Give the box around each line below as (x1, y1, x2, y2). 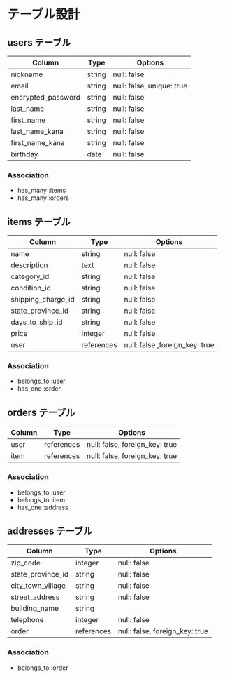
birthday (10, 149, 38, 159)
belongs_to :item (17, 495, 66, 504)
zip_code (10, 558, 41, 568)
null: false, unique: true (112, 81, 187, 90)
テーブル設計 (7, 6, 80, 22)
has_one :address (17, 503, 68, 511)
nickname (10, 69, 43, 79)
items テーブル (7, 215, 71, 228)
